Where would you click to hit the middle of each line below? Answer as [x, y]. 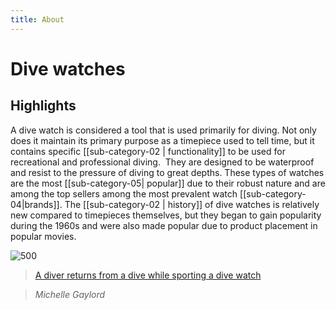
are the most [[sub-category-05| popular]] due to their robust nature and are [168, 183]
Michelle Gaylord [70, 294]
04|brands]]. [36, 204]
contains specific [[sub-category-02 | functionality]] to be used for [148, 151]
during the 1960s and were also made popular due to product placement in [164, 225]
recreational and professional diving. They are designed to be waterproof [162, 162]
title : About [37, 19]
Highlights [43, 106]
